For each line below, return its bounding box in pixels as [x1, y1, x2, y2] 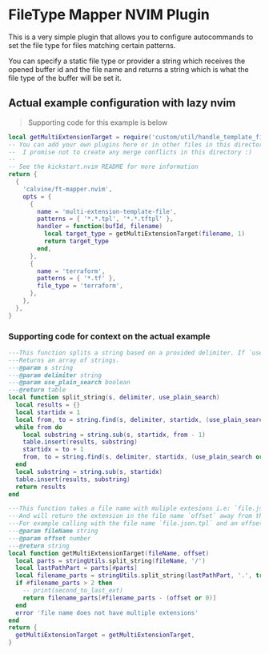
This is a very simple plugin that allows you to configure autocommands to [8, 32, 254, 42]
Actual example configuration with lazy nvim [8, 96, 236, 110]
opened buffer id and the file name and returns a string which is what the [8, 64, 250, 74]
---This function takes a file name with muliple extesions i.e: [8, 504, 231, 513]
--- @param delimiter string [8, 371, 102, 379]
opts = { [22, 192, 52, 201]
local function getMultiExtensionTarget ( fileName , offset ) [8, 549, 210, 557]
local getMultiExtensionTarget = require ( [8, 133, 152, 141]
